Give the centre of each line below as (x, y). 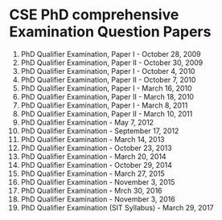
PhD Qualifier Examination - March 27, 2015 (93, 173)
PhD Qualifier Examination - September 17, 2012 (100, 131)
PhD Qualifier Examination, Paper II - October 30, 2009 (112, 63)
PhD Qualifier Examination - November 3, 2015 (98, 181)
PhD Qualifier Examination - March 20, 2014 (94, 156)
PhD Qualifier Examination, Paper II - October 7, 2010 (108, 79)
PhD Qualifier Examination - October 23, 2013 (96, 148)
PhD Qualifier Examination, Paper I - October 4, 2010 (108, 71)
